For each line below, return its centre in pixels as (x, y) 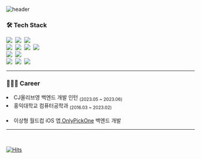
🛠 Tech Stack (27, 25)
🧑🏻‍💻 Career (23, 84)
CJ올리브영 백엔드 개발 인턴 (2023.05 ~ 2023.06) (68, 98)
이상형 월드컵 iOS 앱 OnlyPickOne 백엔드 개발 (68, 121)
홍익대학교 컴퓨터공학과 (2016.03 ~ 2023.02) (63, 106)
